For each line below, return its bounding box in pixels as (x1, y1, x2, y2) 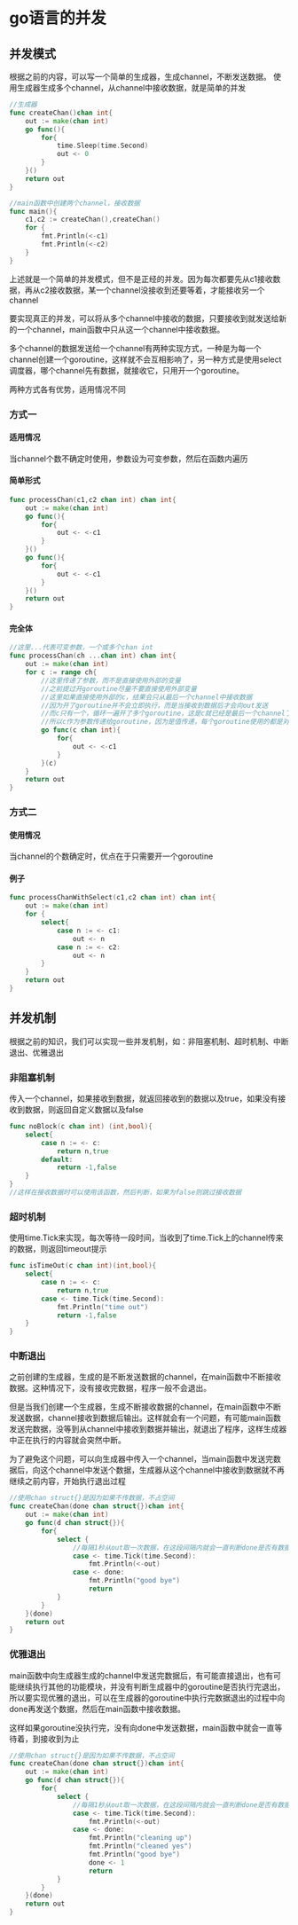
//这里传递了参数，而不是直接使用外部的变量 (41, 676, 182, 685)
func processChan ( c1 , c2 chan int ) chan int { (9, 495, 176, 504)
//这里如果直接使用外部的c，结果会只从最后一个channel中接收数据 (41, 693, 253, 702)
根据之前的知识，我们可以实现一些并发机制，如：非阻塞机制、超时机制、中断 (9, 1035, 289, 1047)
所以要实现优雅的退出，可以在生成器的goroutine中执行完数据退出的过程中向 (9, 1692, 286, 1703)
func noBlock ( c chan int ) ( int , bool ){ (9, 1122, 153, 1131)
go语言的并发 (9, 8, 106, 28)
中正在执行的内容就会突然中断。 (9, 1434, 126, 1446)
